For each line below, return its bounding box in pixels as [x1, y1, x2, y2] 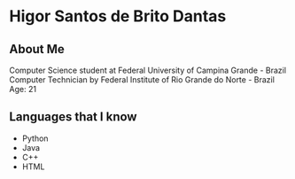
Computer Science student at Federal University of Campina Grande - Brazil [9, 65, 286, 75]
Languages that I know [9, 109, 137, 125]
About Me [9, 42, 65, 57]
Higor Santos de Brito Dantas [9, 6, 227, 27]
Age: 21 [9, 84, 37, 94]
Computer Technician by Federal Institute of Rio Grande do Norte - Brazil [9, 74, 275, 85]
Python [21, 133, 49, 144]
